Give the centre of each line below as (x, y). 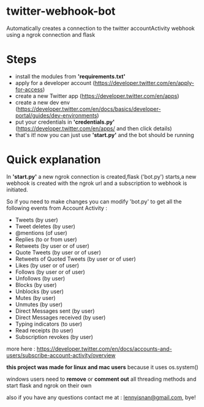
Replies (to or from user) (46, 239)
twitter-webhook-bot (61, 11)
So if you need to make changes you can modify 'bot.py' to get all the (94, 201)
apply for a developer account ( (55, 83)
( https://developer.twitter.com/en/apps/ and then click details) (94, 128)
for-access (29, 89)
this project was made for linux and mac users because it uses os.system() (103, 367)
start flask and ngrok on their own (49, 385)
